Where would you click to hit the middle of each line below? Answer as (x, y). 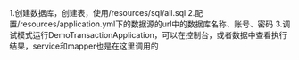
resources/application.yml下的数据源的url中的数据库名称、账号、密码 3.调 (155, 24)
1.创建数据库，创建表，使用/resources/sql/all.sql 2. (102, 13)
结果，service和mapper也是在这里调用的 (84, 46)
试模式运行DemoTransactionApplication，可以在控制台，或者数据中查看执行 (148, 35)
